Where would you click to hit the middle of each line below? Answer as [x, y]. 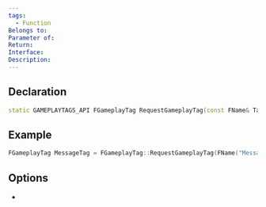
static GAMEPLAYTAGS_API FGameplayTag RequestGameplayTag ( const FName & [129, 110]
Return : [21, 45]
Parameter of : [32, 38]
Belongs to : [28, 30]
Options [28, 178]
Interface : [26, 52]
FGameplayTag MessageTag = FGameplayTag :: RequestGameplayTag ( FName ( [123, 153]
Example [30, 134]
